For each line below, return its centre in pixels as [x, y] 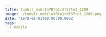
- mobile [18, 27]
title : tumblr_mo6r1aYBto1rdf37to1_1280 [47, 9]
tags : [11, 23]
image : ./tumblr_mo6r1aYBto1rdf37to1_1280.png [53, 14]
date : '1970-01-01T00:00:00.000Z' [40, 18]
